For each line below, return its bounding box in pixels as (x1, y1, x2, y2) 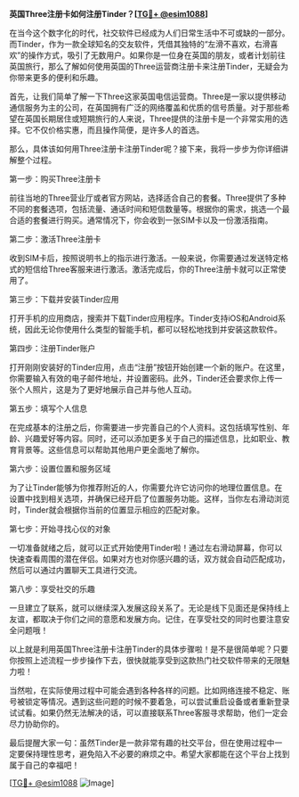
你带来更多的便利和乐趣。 (9, 72, 103, 83)
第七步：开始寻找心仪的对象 (9, 523, 111, 534)
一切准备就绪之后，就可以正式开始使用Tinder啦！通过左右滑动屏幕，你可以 (9, 543, 283, 553)
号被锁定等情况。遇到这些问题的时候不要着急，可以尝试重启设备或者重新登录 (9, 696, 290, 707)
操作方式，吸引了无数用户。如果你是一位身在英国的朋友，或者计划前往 (28, 50, 287, 61)
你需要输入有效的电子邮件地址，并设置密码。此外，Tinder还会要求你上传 (9, 374, 275, 383)
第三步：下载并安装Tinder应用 (9, 294, 119, 304)
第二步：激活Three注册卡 (9, 234, 101, 244)
